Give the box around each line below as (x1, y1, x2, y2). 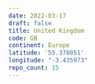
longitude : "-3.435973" (8, 57, 89, 65)
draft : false (8, 19, 52, 27)
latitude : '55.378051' (8, 49, 85, 57)
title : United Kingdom (8, 26, 85, 34)
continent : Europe (8, 42, 70, 50)
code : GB (8, 34, 38, 42)
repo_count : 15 (8, 64, 60, 72)
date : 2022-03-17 (8, 11, 67, 20)
